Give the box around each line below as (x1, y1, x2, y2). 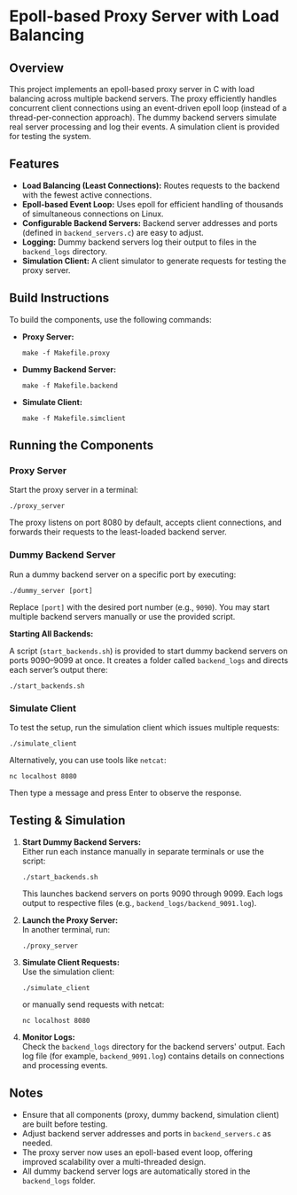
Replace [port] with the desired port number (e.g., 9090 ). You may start (9, 601, 270, 613)
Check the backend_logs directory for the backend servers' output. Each (21, 1041, 285, 1051)
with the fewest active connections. (21, 189, 152, 200)
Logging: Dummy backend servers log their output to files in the (21, 237, 257, 247)
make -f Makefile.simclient (21, 414, 126, 423)
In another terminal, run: (21, 924, 111, 934)
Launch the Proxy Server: (21, 915, 118, 926)
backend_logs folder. (21, 1175, 96, 1185)
